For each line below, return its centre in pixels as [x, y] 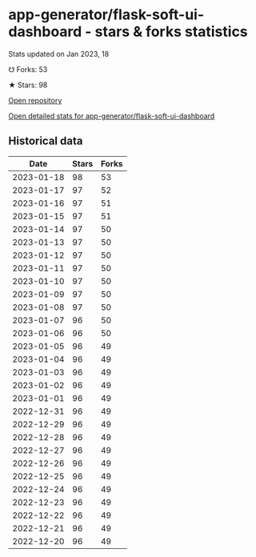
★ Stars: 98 [28, 85]
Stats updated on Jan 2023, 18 [59, 54]
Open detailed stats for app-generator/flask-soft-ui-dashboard [112, 116]
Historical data [46, 141]
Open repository [35, 100]
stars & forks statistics [171, 32]
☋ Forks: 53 [28, 69]
